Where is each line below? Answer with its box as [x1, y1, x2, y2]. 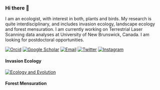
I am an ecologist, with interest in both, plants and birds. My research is [5, 16, 152, 22]
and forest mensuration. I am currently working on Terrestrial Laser [5, 26, 143, 32]
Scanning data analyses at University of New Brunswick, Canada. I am [5, 32, 150, 38]
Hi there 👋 [5, 4, 30, 11]
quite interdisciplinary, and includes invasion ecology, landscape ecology [5, 21, 156, 27]
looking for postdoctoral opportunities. [5, 37, 84, 43]
